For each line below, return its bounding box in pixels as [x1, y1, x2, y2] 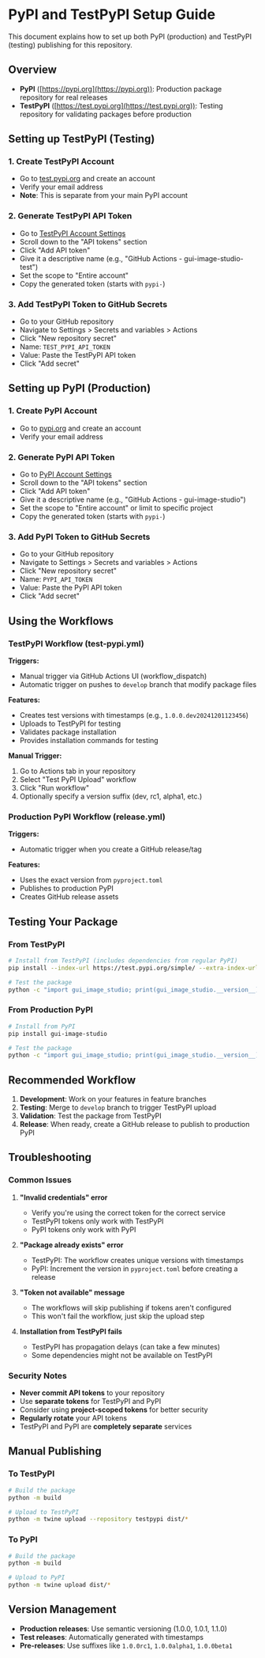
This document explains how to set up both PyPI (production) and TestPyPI [8, 32, 252, 41]
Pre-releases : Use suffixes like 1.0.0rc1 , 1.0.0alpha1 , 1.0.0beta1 [19, 1641, 233, 1650]
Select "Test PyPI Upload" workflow [19, 775, 136, 784]
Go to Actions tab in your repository [19, 766, 136, 776]
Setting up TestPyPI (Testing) [8, 132, 155, 146]
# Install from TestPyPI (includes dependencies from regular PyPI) [8, 956, 238, 965]
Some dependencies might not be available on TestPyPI [31, 1350, 213, 1360]
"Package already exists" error [19, 1240, 124, 1250]
